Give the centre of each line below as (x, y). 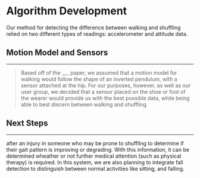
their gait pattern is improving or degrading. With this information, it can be (98, 149)
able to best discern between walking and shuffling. (84, 104)
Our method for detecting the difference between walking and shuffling (93, 27)
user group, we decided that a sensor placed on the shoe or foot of (103, 91)
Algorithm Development (67, 11)
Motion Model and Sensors (57, 53)
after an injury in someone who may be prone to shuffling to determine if (95, 143)
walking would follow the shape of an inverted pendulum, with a (99, 79)
